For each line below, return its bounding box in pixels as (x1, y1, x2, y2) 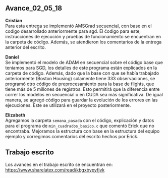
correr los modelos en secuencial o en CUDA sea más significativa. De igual (5, 91, 163, 97)
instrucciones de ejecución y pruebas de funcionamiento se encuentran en (5, 33, 161, 39)
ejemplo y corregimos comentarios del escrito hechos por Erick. (5, 133, 139, 139)
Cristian (5, 17, 23, 23)
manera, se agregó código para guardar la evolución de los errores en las (5, 97, 158, 103)
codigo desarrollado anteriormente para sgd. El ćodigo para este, (5, 28, 141, 34)
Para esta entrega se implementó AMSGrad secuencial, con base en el (5, 23, 152, 29)
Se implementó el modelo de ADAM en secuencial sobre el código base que (5, 59, 163, 65)
